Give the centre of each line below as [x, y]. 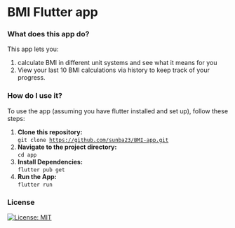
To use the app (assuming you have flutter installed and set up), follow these [118, 111]
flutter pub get [41, 170]
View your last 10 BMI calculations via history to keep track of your [114, 70]
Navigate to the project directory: [67, 147]
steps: [16, 118]
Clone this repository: [50, 132]
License [21, 202]
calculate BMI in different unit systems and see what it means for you [117, 63]
